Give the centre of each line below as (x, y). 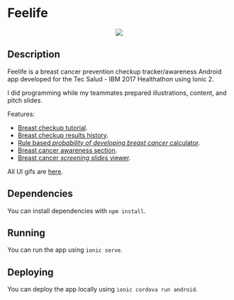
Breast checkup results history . (63, 135)
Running (27, 232)
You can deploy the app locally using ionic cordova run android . (103, 289)
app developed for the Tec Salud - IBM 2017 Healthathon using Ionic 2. (111, 79)
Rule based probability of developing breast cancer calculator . (109, 142)
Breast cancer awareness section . (67, 150)
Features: (21, 114)
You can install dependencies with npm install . (77, 211)
